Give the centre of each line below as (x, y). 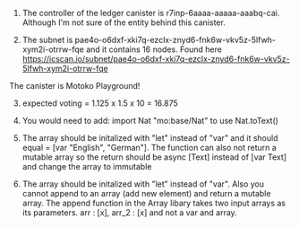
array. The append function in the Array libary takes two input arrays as (154, 203)
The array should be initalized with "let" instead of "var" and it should (150, 138)
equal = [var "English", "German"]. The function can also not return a (149, 148)
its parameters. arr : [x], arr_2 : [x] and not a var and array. (129, 213)
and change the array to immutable (87, 166)
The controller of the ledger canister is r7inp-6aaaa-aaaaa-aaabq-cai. (151, 13)
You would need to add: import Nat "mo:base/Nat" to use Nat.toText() (150, 121)
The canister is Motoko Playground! (75, 86)
